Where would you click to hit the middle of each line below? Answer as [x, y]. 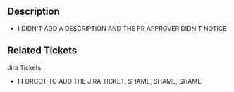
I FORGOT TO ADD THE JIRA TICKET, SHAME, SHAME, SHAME [110, 81]
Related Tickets [42, 51]
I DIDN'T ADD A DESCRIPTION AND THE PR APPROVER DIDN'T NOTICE [122, 28]
